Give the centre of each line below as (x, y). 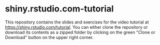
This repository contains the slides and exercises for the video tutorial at (77, 22)
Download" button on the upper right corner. (49, 37)
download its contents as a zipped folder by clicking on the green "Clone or (80, 32)
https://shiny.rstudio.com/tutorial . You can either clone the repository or (77, 27)
